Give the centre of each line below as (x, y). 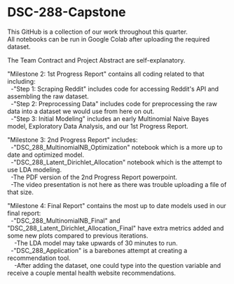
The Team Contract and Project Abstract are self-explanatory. (96, 60)
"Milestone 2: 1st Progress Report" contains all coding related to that (106, 74)
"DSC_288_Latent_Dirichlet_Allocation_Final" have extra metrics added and (116, 228)
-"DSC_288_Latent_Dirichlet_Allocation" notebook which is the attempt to (116, 162)
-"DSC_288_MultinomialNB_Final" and (65, 220)
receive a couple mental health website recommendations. (92, 273)
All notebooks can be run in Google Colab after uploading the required (109, 39)
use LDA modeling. (34, 169)
